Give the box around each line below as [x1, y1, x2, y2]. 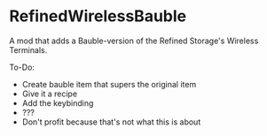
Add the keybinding [21, 97, 94, 108]
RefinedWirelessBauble [9, 6, 187, 26]
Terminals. [9, 44, 48, 55]
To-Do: [9, 62, 35, 72]
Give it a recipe [21, 88, 78, 99]
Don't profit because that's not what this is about [21, 117, 201, 127]
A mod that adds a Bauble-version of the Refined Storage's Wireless [9, 35, 259, 46]
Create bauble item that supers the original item [21, 79, 197, 89]
